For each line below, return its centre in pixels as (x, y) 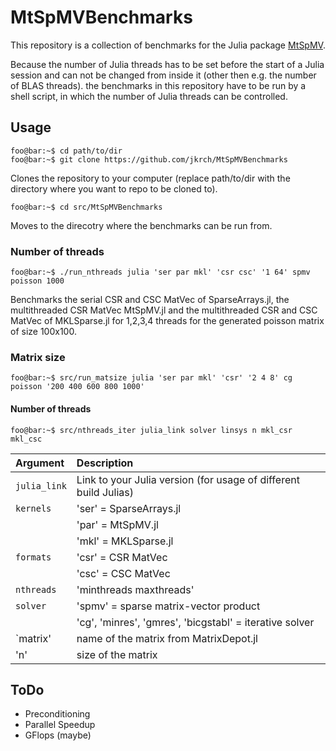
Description (105, 463)
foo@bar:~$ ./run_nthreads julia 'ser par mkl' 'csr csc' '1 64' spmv (160, 272)
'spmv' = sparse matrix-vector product (168, 606)
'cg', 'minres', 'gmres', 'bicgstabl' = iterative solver (195, 622)
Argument (40, 463)
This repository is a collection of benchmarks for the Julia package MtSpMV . (168, 45)
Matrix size (38, 357)
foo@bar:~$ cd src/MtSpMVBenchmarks (86, 207)
